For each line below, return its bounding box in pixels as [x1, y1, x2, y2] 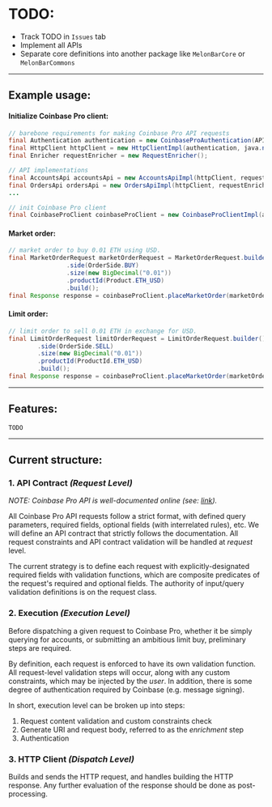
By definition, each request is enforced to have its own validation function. [8, 659, 257, 669]
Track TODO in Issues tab [19, 32, 107, 41]
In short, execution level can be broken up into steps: [8, 700, 185, 710]
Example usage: [8, 88, 91, 102]
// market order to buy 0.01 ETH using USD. [8, 246, 161, 255]
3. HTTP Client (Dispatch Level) [8, 754, 135, 765]
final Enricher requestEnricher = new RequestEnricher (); [8, 151, 208, 160]
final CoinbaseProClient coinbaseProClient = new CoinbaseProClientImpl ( [8, 211, 263, 219]
